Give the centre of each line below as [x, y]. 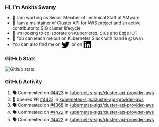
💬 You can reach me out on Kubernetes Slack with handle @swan [78, 38]
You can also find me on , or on [47, 44]
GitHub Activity [24, 81]
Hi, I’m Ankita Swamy [31, 7]
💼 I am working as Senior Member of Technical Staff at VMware [76, 18]
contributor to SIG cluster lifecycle [46, 28]
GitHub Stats [20, 59]
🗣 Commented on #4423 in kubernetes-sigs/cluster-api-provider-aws [83, 92]
